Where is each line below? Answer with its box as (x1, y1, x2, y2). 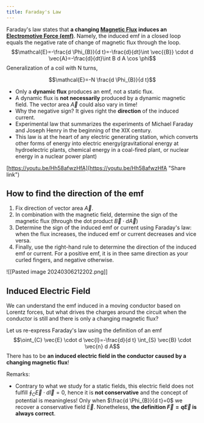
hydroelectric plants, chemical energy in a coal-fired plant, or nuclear (15, 146, 189, 153)
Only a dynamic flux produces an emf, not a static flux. (15, 88, 154, 95)
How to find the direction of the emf (6, 188, 144, 199)
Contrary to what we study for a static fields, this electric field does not (15, 382, 194, 390)
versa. (15, 237, 32, 244)
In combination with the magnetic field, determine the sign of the (15, 211, 178, 218)
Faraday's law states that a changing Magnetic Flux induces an (6, 26, 167, 33)
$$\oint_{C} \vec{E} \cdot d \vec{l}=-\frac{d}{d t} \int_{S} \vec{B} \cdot (13, 336, 192, 344)
